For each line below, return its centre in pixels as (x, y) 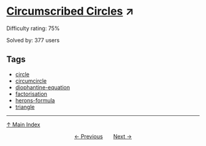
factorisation (31, 94)
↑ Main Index (23, 125)
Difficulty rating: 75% (33, 28)
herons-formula (35, 100)
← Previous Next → (103, 136)
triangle (25, 107)
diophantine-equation (43, 87)
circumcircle (31, 80)
